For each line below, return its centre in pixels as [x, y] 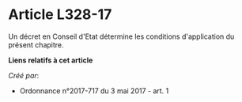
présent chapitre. [36, 44]
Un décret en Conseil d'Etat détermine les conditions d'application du [121, 36]
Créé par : [24, 75]
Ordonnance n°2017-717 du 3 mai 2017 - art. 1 [94, 91]
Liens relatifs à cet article [51, 60]
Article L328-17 [60, 15]
